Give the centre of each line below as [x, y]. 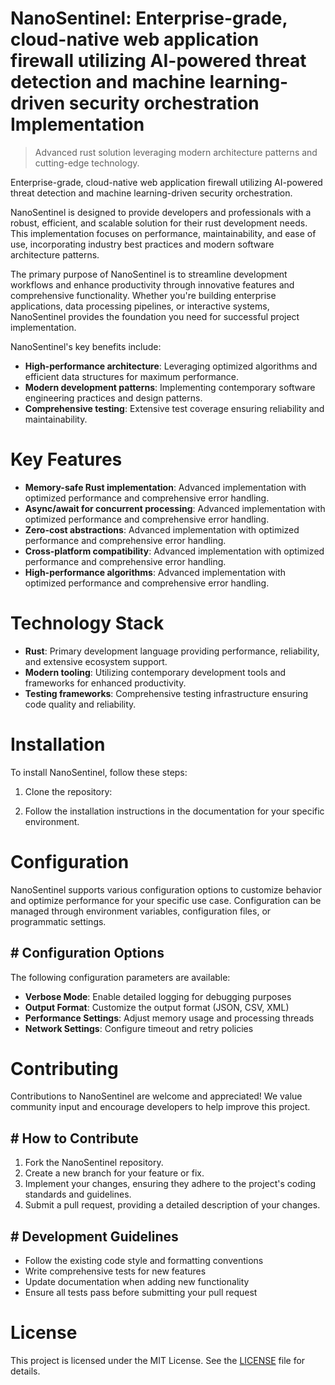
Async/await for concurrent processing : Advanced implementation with [175, 508]
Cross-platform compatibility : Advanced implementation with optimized [174, 551]
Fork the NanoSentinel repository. [94, 1163]
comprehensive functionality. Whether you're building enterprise [143, 295]
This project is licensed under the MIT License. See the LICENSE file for [158, 1360]
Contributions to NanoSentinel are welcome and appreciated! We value [156, 1096]
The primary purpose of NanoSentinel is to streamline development [149, 274]
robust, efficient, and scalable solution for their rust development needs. [159, 223]
